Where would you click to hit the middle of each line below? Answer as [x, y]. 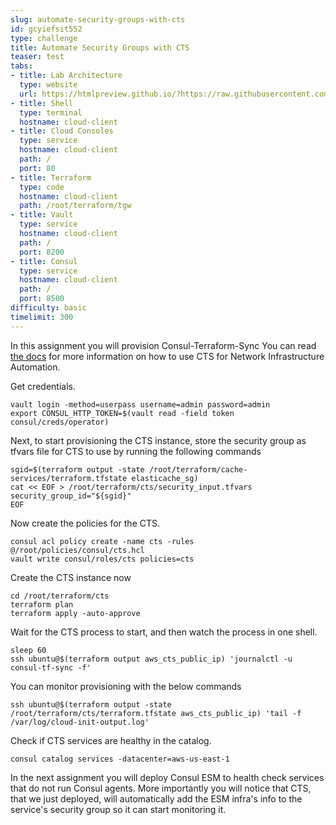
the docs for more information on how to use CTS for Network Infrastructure [167, 356]
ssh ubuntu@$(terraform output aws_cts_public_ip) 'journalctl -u [151, 659]
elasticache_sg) [165, 478]
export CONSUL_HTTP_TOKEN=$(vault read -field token [122, 413]
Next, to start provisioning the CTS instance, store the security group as [158, 440]
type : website [48, 85]
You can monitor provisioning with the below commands [126, 686]
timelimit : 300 [42, 317]
